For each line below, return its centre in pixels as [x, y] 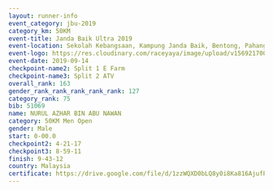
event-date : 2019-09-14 [49, 61]
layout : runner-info [43, 16]
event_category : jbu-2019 [52, 23]
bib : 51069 [27, 106]
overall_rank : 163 [39, 83]
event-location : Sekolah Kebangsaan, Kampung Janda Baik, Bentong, [125, 46]
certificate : [30, 174]
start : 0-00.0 [32, 136]
